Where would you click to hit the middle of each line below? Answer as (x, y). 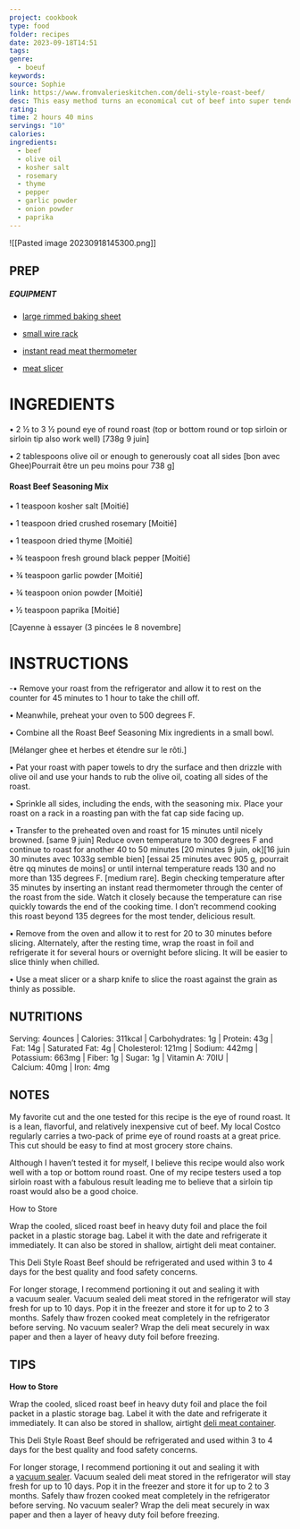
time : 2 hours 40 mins (51, 117)
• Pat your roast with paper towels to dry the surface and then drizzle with (146, 767)
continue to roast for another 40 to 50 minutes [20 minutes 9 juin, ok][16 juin (150, 850)
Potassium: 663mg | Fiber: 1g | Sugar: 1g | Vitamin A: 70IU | (120, 1057)
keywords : (28, 76)
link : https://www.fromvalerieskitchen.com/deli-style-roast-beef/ (137, 92)
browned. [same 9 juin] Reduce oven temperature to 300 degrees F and (142, 840)
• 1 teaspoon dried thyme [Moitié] (71, 541)
